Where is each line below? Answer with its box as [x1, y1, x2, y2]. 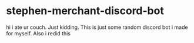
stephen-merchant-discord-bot [6, 4, 165, 18]
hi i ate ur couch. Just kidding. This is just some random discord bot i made [6, 24, 188, 31]
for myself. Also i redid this [6, 29, 71, 37]
